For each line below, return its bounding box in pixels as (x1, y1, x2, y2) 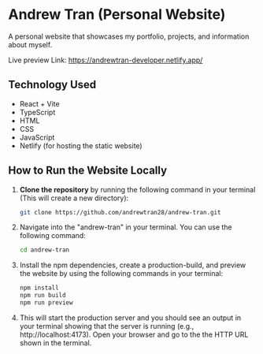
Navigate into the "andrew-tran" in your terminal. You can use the (19, 222, 232, 232)
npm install (19, 284, 59, 293)
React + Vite (19, 99, 61, 108)
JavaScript (19, 132, 55, 142)
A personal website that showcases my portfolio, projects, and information (8, 32, 250, 41)
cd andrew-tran (19, 246, 70, 254)
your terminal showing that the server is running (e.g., (19, 321, 194, 330)
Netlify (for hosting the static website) (19, 140, 143, 151)
